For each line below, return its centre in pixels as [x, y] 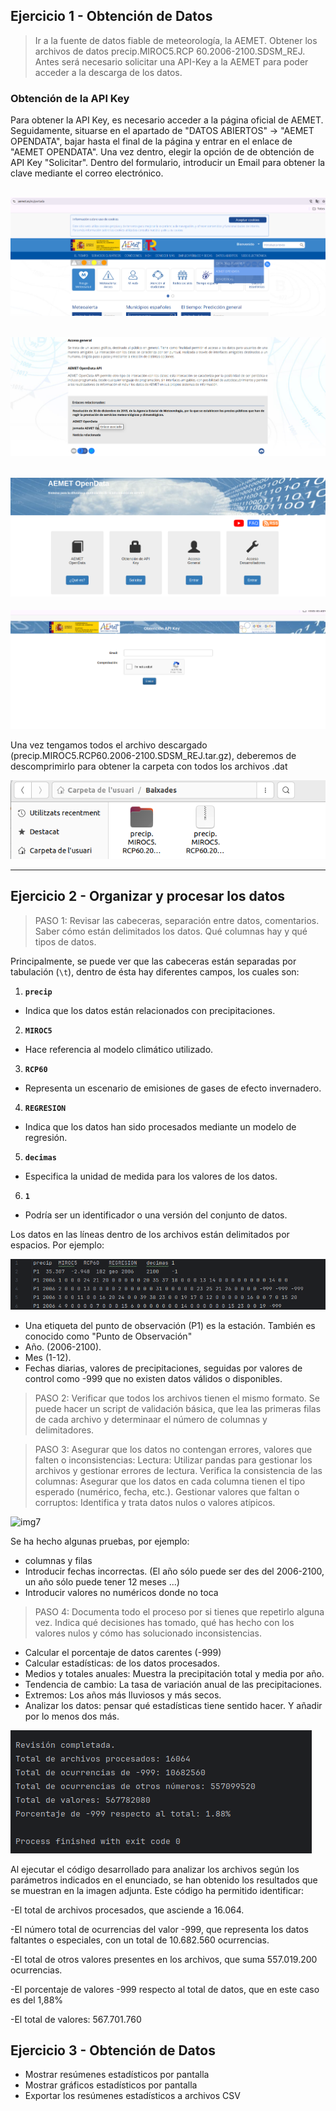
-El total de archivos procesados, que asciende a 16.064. [127, 1910]
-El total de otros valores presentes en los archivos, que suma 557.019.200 [164, 1959]
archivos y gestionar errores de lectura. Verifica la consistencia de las [178, 1470]
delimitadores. [64, 1430]
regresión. [46, 1137]
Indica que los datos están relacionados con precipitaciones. [150, 1010]
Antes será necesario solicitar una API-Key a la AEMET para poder [171, 61]
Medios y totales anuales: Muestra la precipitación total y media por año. [174, 1673]
